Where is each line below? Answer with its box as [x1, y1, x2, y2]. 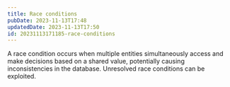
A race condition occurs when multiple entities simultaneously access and [7, 50, 224, 58]
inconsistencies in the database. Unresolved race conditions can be [7, 64, 205, 73]
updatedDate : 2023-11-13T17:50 [7, 23, 100, 30]
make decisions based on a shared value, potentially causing [7, 57, 185, 66]
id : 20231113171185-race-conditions [7, 30, 115, 37]
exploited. [7, 72, 37, 81]
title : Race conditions [7, 10, 78, 18]
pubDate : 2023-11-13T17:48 [7, 17, 87, 24]
